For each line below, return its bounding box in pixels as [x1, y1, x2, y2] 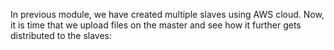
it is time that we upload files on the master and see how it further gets [10, 19, 302, 31]
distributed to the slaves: [10, 30, 113, 41]
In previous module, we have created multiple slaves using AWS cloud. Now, [10, 9, 325, 20]
